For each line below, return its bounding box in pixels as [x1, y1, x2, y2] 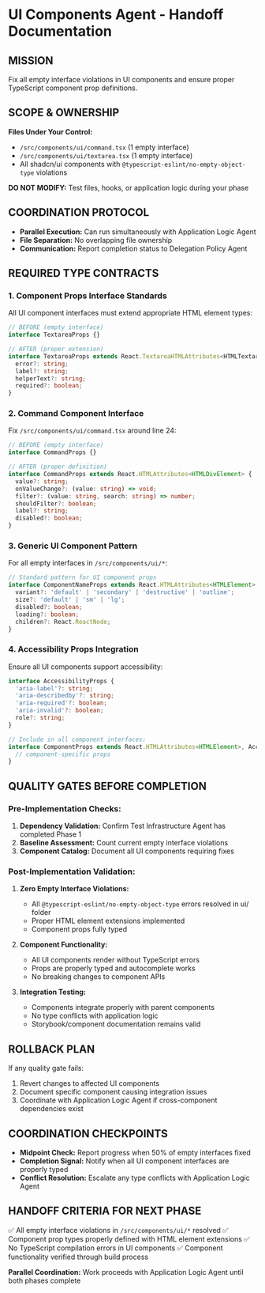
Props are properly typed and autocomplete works [31, 963, 196, 974]
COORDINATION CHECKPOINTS [8, 1127, 168, 1140]
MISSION [8, 54, 54, 67]
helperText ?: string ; [15, 374, 87, 383]
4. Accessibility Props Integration [8, 644, 140, 655]
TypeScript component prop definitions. [8, 83, 138, 93]
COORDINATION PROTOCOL [8, 206, 150, 219]
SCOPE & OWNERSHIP [8, 106, 120, 119]
